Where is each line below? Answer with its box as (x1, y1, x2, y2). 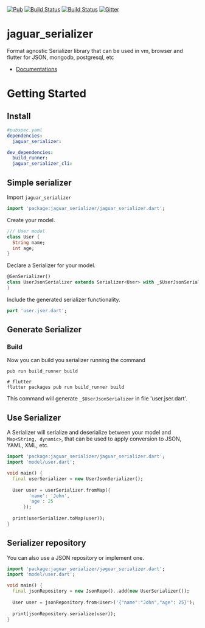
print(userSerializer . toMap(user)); (12, 515, 105, 522)
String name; (12, 239, 46, 246)
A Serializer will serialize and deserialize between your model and (7, 429, 172, 436)
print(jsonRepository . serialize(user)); (12, 610, 116, 617)
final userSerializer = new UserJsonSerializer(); (12, 475, 144, 482)
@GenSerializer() (7, 274, 51, 280)
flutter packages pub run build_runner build (7, 384, 124, 391)
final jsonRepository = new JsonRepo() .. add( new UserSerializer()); (12, 588, 190, 595)
